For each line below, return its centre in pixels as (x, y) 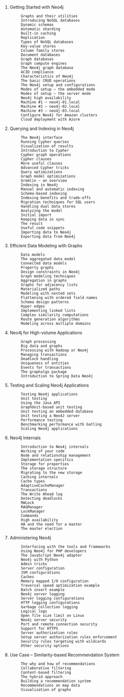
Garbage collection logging (49, 607)
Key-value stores (38, 46)
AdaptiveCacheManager (43, 485)
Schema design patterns (45, 302)
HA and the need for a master (52, 524)
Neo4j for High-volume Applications (46, 333)
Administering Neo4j (30, 538)
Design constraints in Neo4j (50, 272)
